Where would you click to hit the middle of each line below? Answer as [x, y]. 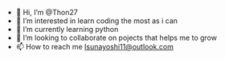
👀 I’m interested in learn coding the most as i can [97, 21]
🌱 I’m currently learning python [67, 29]
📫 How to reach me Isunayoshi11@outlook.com [95, 47]
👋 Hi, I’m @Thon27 [47, 12]
